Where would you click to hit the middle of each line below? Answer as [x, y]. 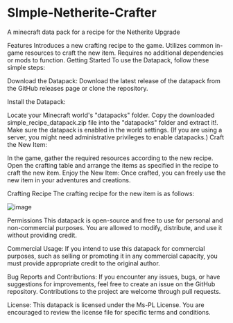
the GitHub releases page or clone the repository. [78, 88]
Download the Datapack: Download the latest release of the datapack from [114, 80]
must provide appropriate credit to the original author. [84, 263]
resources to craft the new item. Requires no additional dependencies [124, 53]
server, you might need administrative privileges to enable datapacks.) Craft [115, 137]
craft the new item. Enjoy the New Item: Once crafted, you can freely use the [116, 173]
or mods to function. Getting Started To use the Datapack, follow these [108, 60]
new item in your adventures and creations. [69, 180]
